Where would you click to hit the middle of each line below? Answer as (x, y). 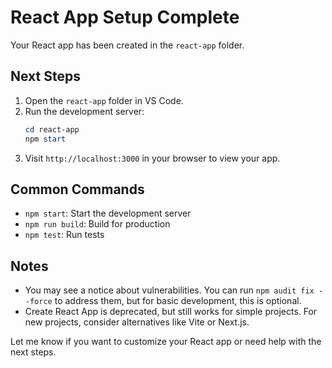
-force (38, 302)
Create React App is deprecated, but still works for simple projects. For (171, 312)
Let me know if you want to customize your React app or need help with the (166, 342)
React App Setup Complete (125, 17)
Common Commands (77, 189)
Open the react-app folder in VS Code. (104, 100)
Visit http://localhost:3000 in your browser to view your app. (152, 158)
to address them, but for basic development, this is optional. (178, 301)
